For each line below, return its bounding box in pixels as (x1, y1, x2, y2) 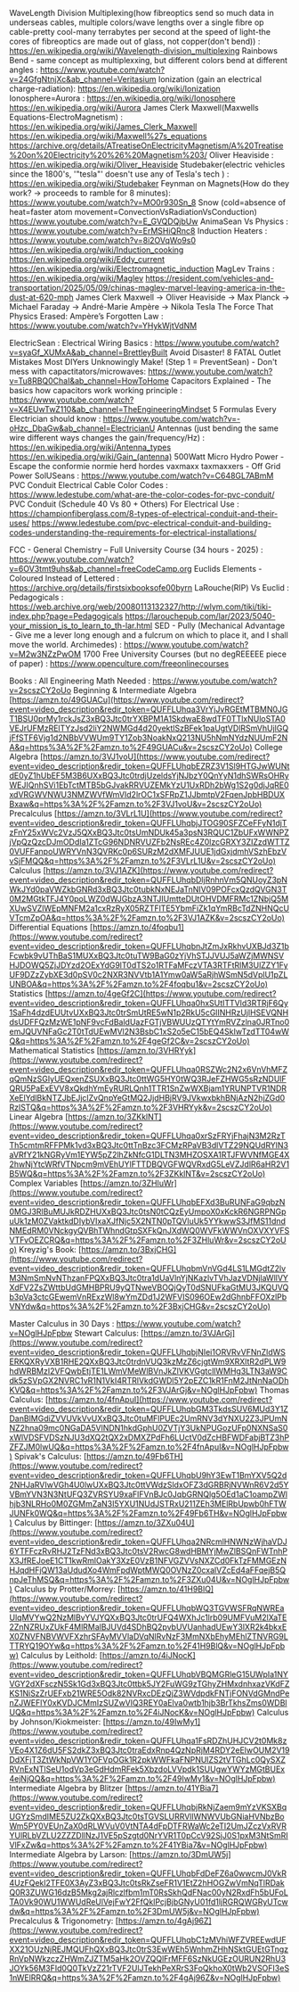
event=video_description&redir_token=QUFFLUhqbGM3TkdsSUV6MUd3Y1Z (9, 1404, 289, 1414)
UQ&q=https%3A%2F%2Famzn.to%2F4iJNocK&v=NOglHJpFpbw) (9, 1707, 255, 1717)
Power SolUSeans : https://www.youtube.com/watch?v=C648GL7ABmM (9, 470, 274, 481)
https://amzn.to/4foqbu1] (92, 922, 184, 932)
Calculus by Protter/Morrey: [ (14, 1583, 121, 1594)
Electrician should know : (9, 414, 101, 424)
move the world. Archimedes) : (9, 640, 123, 649)
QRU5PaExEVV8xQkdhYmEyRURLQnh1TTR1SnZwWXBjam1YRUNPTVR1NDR (9, 1083, 287, 1094)
